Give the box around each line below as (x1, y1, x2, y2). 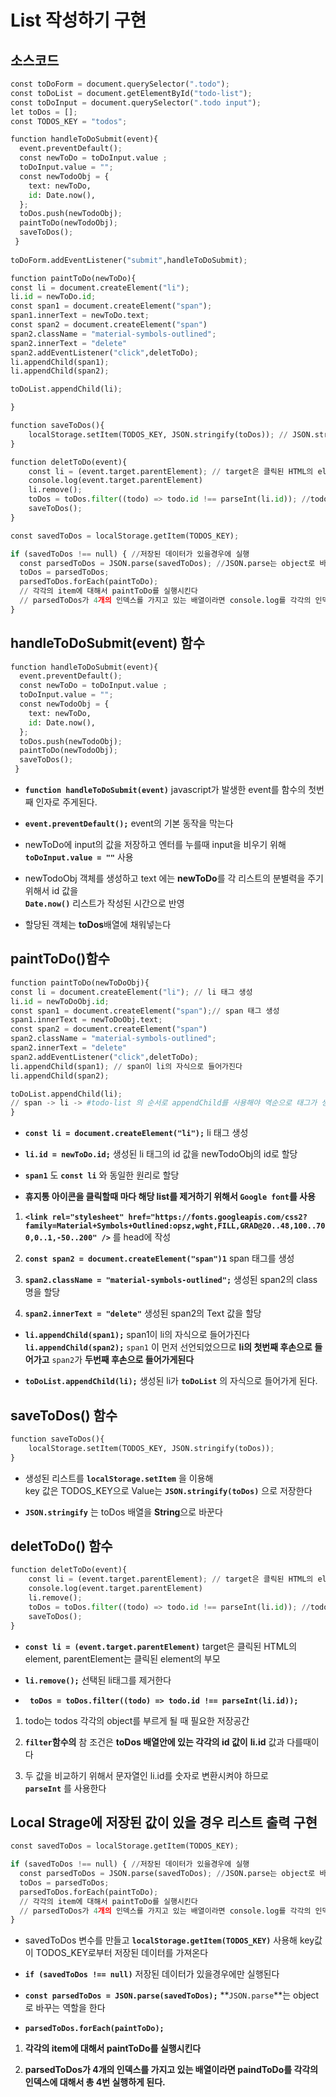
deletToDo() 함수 (10, 1537, 113, 1555)
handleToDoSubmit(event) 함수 (10, 635, 205, 652)
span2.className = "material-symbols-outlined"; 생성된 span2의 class (24, 1274, 318, 1286)
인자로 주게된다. (35, 796, 98, 808)
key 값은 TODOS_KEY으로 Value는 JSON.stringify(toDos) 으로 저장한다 (24, 1484, 313, 1496)
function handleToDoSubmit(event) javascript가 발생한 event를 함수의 (24, 784, 307, 796)
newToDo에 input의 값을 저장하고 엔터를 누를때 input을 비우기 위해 (24, 839, 287, 851)
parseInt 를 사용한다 (24, 1782, 107, 1794)
